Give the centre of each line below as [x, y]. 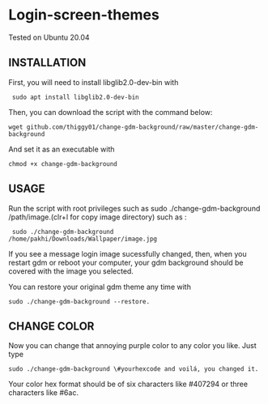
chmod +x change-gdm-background [63, 164]
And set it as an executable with [62, 149]
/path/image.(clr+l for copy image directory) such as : [98, 217]
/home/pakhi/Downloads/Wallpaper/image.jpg [83, 239]
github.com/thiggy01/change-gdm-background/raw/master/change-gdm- [143, 127]
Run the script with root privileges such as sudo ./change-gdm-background [134, 208]
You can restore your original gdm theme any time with [100, 287]
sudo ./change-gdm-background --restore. [79, 301]
